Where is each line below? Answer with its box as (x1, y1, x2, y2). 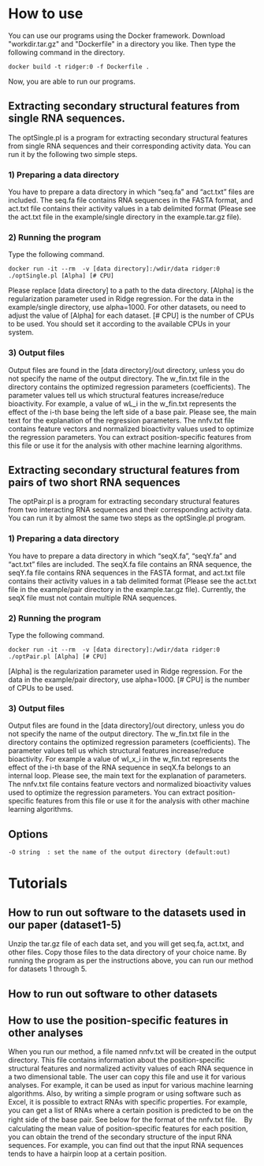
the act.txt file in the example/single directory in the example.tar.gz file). (8, 212, 242, 222)
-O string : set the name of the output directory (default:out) (8, 848, 231, 856)
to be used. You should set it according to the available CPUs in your (8, 319, 231, 329)
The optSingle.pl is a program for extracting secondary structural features (8, 132, 248, 142)
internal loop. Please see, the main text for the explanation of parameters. (8, 771, 247, 780)
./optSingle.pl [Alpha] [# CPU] (8, 272, 114, 280)
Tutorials (8, 874, 68, 892)
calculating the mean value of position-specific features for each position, (8, 1124, 248, 1134)
